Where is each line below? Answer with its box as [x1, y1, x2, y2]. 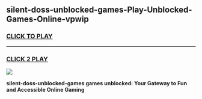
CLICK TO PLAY [6, 32, 53, 41]
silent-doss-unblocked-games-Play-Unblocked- [6, 5, 192, 15]
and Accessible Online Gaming [6, 86, 85, 93]
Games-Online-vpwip [6, 14, 89, 25]
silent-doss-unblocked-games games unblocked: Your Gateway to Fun [6, 79, 188, 86]
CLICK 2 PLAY [6, 55, 48, 63]
